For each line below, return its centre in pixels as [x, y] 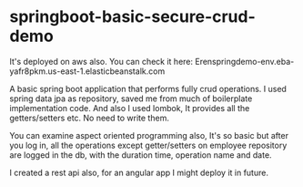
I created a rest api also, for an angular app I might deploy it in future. [139, 172]
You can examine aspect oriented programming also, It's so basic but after [149, 135]
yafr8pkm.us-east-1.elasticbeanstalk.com [87, 71]
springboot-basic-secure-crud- [133, 17]
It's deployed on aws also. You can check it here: [101, 61]
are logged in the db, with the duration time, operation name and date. [141, 155]
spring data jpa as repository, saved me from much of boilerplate [131, 99]
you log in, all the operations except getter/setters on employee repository [148, 145]
